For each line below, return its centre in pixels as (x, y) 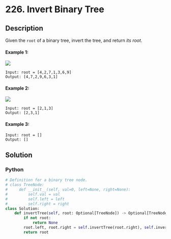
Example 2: (17, 88)
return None (45, 223)
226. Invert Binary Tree (55, 9)
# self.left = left (35, 199)
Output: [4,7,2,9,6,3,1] (32, 77)
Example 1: (17, 52)
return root (36, 232)
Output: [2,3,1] (22, 113)
